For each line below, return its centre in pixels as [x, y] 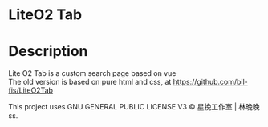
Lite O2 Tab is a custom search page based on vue [92, 73]
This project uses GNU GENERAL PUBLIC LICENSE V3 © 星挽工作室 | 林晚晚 [134, 107]
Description [48, 52]
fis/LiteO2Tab [31, 90]
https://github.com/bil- [211, 82]
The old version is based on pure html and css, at [90, 82]
